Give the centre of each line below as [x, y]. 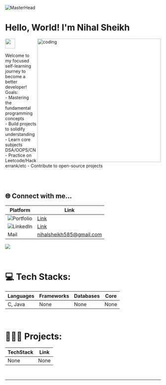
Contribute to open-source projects [66, 166]
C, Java [17, 304]
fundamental [18, 108]
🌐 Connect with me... [39, 196]
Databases [87, 296]
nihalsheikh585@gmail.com [69, 234]
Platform [20, 210]
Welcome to [17, 55]
